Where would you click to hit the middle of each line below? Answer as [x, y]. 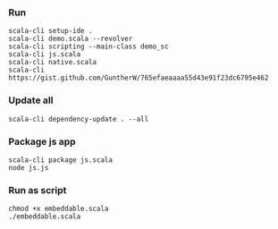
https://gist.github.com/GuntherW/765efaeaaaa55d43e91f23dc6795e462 [139, 78]
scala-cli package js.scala [61, 160]
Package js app [42, 141]
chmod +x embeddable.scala [59, 209]
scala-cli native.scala [53, 63]
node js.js [29, 167]
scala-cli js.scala [45, 55]
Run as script [38, 190]
